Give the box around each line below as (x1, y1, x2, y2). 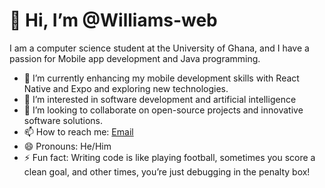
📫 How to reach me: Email (23, 125, 134, 138)
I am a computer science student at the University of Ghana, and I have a (9, 42, 310, 54)
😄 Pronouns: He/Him (23, 140, 112, 152)
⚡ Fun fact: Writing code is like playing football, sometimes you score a (23, 151, 316, 163)
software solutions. (23, 114, 104, 126)
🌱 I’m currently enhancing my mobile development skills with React (23, 72, 300, 84)
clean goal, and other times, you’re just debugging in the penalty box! (23, 165, 311, 178)
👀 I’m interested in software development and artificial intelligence (23, 93, 297, 105)
